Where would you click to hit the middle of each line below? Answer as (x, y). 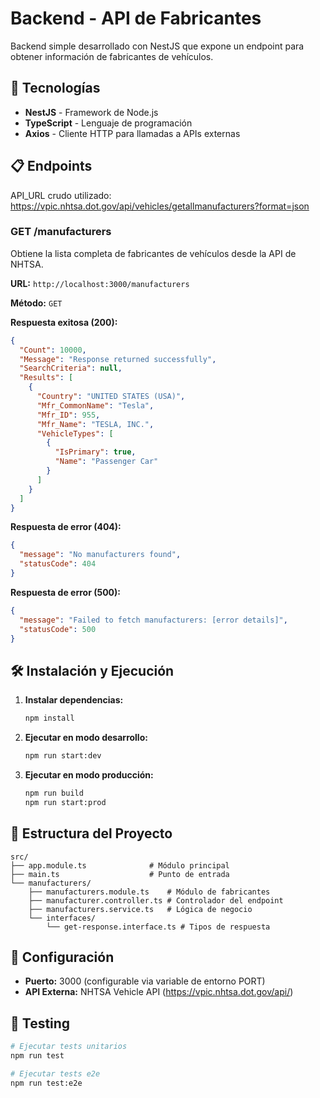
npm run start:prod (65, 802)
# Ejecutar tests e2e (55, 1073)
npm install (49, 718)
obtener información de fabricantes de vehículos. (112, 56)
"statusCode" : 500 (58, 629)
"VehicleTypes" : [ (75, 433)
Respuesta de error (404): (66, 527)
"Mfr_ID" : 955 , (68, 415)
